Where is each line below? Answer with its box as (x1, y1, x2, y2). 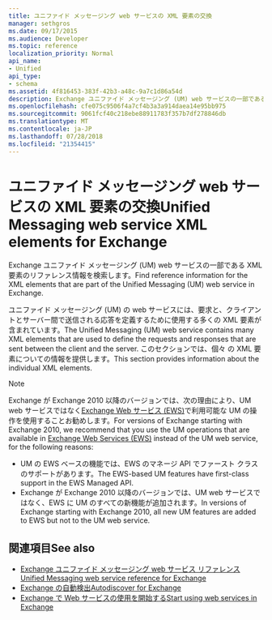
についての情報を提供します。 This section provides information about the (15, 354, 260, 364)
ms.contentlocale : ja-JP (8, 125, 92, 133)
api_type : (8, 72, 42, 80)
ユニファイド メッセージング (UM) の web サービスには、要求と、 (8, 305, 227, 314)
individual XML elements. (8, 363, 93, 373)
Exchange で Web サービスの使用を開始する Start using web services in (19, 593, 257, 603)
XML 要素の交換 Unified (53, 198, 210, 216)
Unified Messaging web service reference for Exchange (19, 573, 206, 584)
